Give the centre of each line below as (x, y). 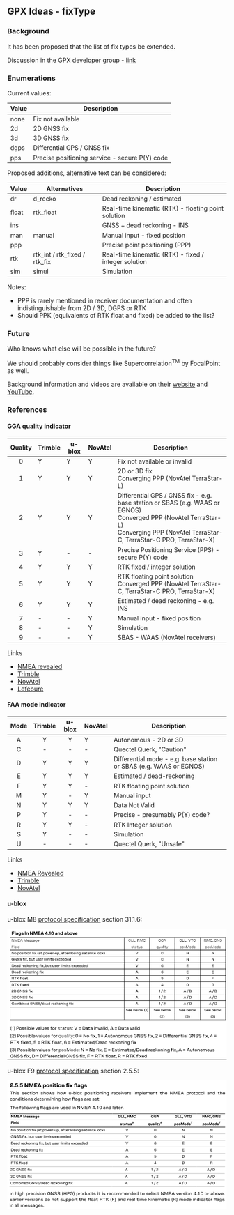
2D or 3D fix (135, 471)
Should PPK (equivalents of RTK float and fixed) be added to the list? (116, 315)
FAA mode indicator (37, 705)
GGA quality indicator (39, 426)
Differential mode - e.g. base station (166, 759)
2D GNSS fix (51, 128)
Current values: (29, 93)
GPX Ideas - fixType (52, 12)
